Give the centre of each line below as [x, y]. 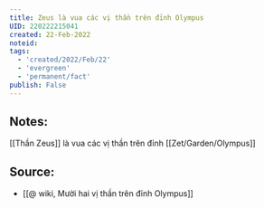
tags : [19, 52]
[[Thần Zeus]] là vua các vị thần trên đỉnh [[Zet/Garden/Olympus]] [132, 143]
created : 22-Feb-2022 [50, 34]
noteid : [24, 43]
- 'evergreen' [44, 69]
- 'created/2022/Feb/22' [64, 60]
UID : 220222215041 [44, 26]
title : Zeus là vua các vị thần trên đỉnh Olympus [107, 18]
